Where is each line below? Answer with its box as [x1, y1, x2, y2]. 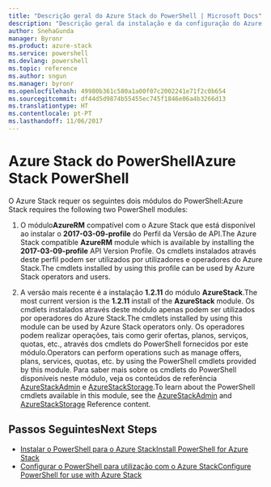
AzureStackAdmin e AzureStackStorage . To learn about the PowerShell [19, 382, 256, 392]
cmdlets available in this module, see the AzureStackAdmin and [19, 390, 232, 400]
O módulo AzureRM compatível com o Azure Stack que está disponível [19, 220, 256, 230]
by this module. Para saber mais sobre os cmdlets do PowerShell [19, 365, 237, 375]
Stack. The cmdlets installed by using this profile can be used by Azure [19, 263, 255, 273]
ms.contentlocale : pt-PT [8, 110, 92, 118]
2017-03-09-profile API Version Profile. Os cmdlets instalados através [19, 246, 256, 256]
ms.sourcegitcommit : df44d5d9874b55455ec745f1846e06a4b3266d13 [8, 95, 227, 103]
